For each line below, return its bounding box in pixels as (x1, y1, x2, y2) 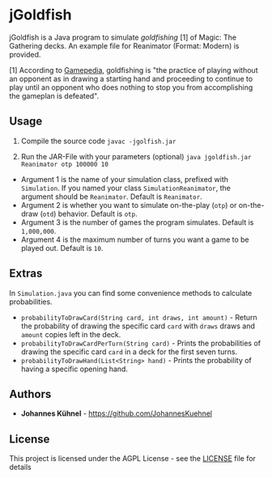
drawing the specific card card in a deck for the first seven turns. (20, 346, 238, 357)
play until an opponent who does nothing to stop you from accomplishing (9, 82, 253, 92)
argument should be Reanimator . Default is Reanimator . (20, 192, 203, 201)
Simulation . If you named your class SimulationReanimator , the (20, 183, 232, 192)
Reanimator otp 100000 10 (20, 160, 108, 168)
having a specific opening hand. (20, 364, 129, 374)
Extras (9, 267, 43, 281)
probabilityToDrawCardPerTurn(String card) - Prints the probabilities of (20, 338, 261, 348)
